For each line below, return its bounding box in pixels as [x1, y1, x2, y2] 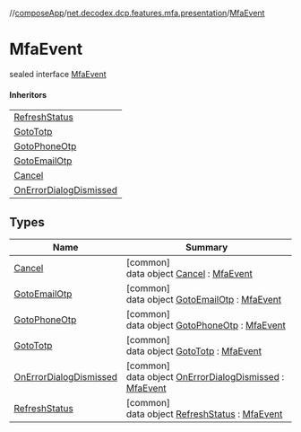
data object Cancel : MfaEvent [125, 267, 254, 279]
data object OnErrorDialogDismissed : [125, 370, 285, 383]
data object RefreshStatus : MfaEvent [125, 408, 283, 420]
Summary [185, 241, 228, 253]
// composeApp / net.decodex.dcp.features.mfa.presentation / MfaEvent [9, 8, 265, 18]
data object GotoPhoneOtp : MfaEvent [125, 319, 287, 331]
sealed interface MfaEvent [9, 68, 107, 79]
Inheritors [9, 89, 47, 100]
